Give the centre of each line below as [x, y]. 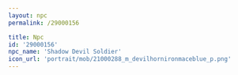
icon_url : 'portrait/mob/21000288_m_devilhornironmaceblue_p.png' [120, 59]
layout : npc [28, 15]
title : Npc [26, 37]
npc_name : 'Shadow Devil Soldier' [65, 52]
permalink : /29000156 [44, 23]
